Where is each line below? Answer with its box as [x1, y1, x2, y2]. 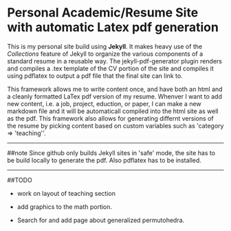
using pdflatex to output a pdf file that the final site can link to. [7, 71, 184, 80]
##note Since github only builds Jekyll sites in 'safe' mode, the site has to [7, 148, 215, 157]
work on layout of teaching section [16, 189, 115, 197]
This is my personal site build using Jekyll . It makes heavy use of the [7, 42, 203, 50]
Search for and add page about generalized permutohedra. [16, 216, 185, 224]
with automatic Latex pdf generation [7, 19, 219, 35]
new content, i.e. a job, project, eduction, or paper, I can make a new [7, 99, 201, 108]
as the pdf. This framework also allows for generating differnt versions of [7, 114, 214, 122]
